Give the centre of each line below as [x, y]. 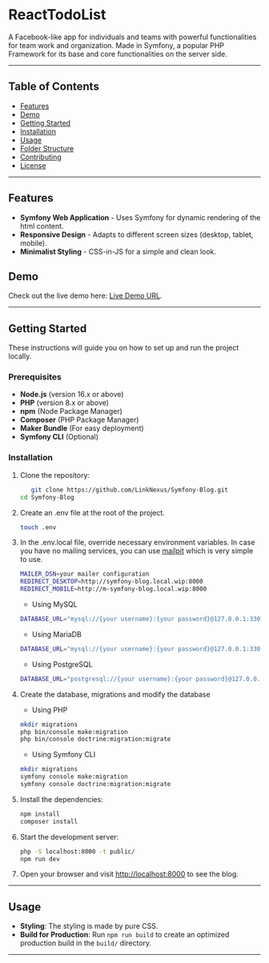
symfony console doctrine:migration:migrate [95, 784]
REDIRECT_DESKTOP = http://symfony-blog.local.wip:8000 [111, 582]
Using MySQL [54, 604]
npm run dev [40, 859]
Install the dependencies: [62, 799]
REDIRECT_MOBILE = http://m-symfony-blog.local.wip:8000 [113, 589]
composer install [49, 821]
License [33, 165]
